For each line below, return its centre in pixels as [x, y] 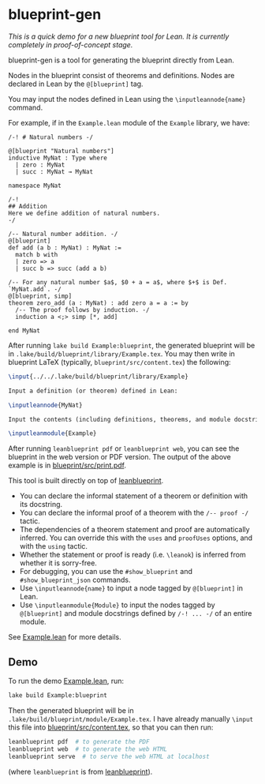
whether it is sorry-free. [58, 563]
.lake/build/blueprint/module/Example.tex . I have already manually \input [131, 719]
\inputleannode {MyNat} [45, 405]
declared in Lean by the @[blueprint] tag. [76, 84]
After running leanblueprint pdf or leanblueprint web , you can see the [124, 448]
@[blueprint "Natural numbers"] [61, 151]
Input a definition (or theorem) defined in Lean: [93, 391]
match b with [37, 254]
